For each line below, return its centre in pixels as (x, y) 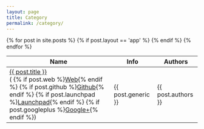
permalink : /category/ (35, 23)
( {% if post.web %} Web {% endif (56, 79)
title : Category (27, 18)
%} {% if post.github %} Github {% (57, 87)
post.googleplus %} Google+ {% (54, 110)
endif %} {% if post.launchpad (52, 94)
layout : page (23, 12)
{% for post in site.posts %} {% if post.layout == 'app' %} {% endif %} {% (99, 41)
